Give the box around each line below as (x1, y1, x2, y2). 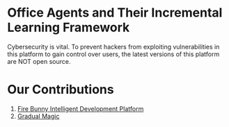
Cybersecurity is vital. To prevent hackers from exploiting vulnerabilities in (7, 42, 220, 51)
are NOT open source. (7, 57, 71, 65)
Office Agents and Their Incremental (7, 5, 223, 21)
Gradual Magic (17, 112, 60, 120)
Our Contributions (7, 82, 114, 98)
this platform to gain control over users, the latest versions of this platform (7, 50, 220, 58)
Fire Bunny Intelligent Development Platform (17, 104, 144, 112)
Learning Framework (7, 19, 130, 35)
